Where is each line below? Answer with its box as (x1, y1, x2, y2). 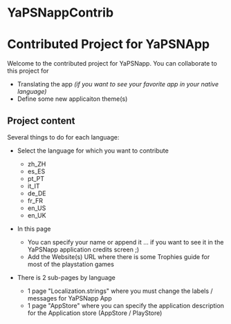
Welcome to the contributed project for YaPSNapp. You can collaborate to (7, 59, 218, 68)
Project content (7, 115, 75, 126)
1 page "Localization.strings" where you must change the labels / (27, 287, 213, 295)
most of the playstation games (27, 260, 114, 268)
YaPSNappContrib (7, 5, 114, 21)
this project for (7, 67, 50, 75)
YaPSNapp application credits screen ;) (27, 245, 140, 254)
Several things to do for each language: (7, 133, 120, 141)
